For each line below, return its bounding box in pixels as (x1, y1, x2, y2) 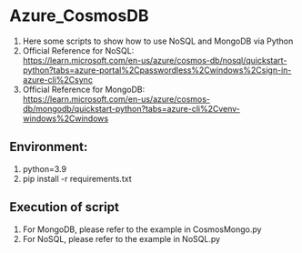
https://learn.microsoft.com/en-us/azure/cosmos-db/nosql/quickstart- (22, 55, 287, 66)
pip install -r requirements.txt (22, 173, 132, 184)
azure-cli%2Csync (22, 74, 94, 85)
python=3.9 (22, 163, 66, 174)
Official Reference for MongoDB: (22, 84, 146, 95)
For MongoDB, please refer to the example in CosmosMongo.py (22, 224, 262, 235)
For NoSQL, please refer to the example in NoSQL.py (22, 233, 221, 244)
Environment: (9, 139, 88, 155)
